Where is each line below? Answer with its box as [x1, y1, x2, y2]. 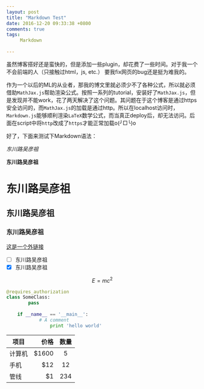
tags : [6, 32, 20, 38]
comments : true [6, 26, 45, 32]
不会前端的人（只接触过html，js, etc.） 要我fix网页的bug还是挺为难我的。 [6, 68, 190, 75]
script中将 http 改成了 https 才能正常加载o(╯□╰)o [16, 119, 136, 126]
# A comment [38, 317, 69, 323]
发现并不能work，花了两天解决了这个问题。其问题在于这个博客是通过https [11, 96, 197, 104]
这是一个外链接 [6, 242, 44, 250]
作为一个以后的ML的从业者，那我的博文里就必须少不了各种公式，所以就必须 [6, 81, 196, 89]
